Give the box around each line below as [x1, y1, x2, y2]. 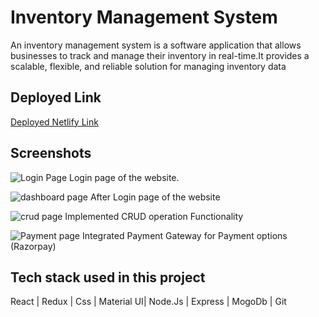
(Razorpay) [10, 240, 57, 252]
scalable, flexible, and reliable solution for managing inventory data [10, 60, 287, 72]
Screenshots [10, 145, 92, 162]
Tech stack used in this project [10, 269, 206, 286]
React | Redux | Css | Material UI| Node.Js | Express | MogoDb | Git [10, 296, 287, 308]
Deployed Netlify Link [10, 116, 99, 128]
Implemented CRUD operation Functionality [64, 210, 244, 222]
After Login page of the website [89, 191, 221, 203]
